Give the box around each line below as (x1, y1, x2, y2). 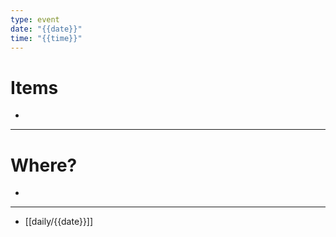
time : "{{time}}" (10, 33, 83, 43)
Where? (10, 154, 78, 176)
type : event (10, 14, 60, 25)
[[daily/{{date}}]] (24, 216, 94, 228)
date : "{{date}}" (10, 24, 83, 34)
